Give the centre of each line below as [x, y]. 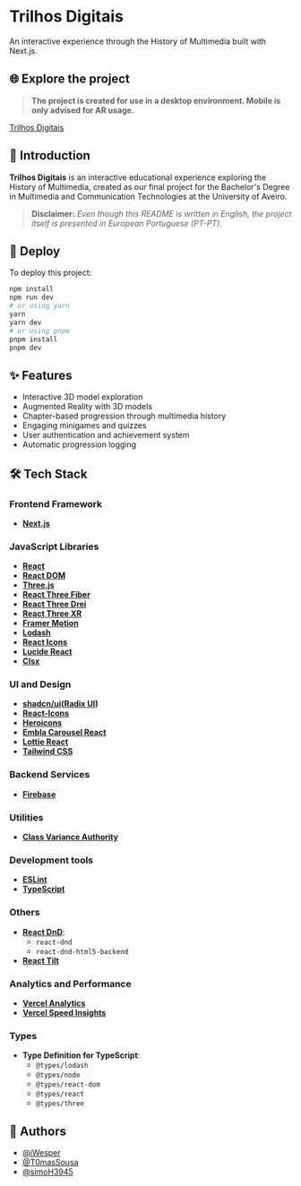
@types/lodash [62, 1066]
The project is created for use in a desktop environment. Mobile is [156, 100]
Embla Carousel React [64, 733]
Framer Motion [50, 623]
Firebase [39, 794]
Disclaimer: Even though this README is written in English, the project [161, 213]
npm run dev [31, 297]
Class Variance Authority [70, 837]
